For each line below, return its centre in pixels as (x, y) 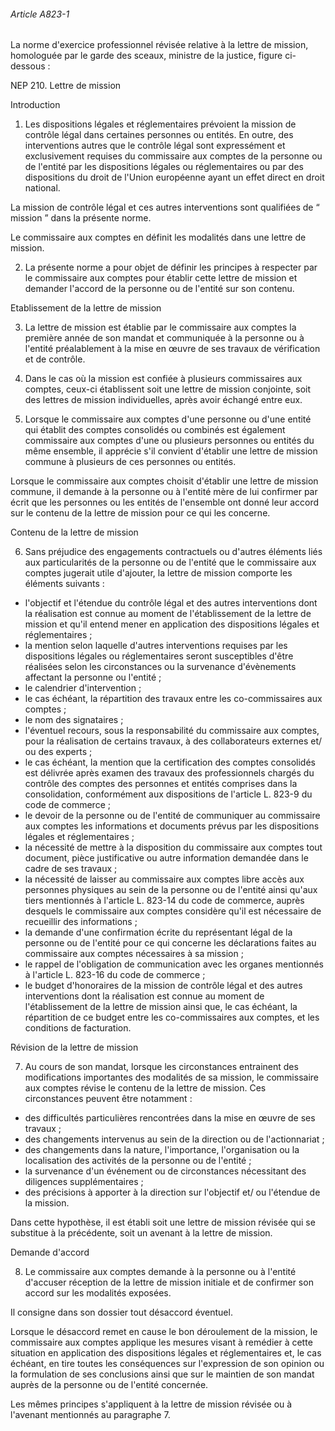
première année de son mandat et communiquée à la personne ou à (164, 338)
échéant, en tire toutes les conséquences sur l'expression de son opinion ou (167, 1364)
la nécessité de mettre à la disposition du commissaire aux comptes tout (173, 847)
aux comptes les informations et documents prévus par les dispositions (172, 826)
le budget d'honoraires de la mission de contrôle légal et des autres (163, 986)
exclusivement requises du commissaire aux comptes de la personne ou (173, 156)
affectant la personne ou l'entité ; (93, 677)
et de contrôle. (55, 359)
